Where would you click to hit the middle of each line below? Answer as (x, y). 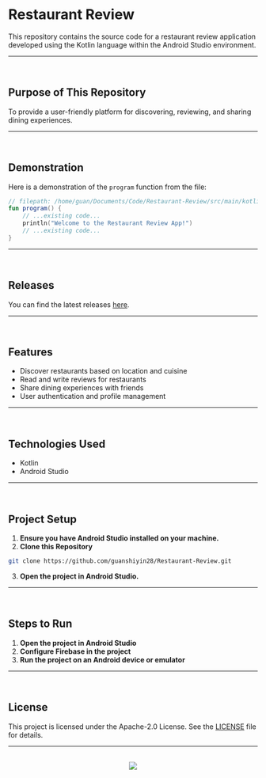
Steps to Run (40, 624)
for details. (26, 734)
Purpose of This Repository (77, 93)
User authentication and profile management (93, 397)
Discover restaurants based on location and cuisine (103, 371)
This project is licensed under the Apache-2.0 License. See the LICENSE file (132, 727)
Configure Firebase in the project (75, 651)
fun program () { (35, 209)
